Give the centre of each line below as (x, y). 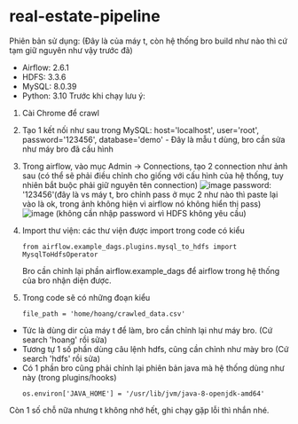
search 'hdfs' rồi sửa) (61, 358)
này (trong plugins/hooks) (69, 377)
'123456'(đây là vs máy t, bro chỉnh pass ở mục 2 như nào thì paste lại (150, 194)
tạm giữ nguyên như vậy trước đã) (71, 50)
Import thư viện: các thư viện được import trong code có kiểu (133, 230)
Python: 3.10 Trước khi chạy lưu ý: (84, 96)
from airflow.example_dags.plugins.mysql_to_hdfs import (129, 247)
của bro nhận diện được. (67, 280)
